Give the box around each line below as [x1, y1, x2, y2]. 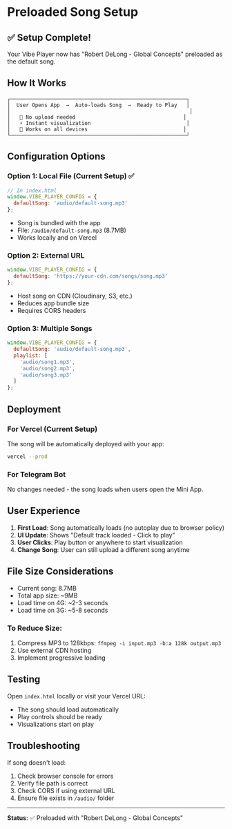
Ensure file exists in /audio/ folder [17, 794, 115, 802]
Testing [7, 674, 41, 685]
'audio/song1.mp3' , [19, 359, 76, 365]
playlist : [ [13, 352, 48, 359]
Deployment [7, 403, 61, 415]
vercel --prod [7, 453, 48, 460]
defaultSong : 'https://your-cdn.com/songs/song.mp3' [13, 273, 168, 280]
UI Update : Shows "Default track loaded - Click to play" [17, 531, 175, 539]
